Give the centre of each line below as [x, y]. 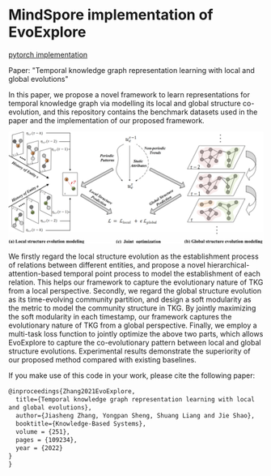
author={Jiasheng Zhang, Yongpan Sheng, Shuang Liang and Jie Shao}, [135, 416]
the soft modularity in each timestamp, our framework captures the [120, 317]
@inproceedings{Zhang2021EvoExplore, [72, 392]
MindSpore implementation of [111, 15]
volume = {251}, [43, 432]
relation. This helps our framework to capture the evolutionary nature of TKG [136, 282]
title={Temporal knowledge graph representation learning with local [135, 400]
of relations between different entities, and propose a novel [107, 265]
